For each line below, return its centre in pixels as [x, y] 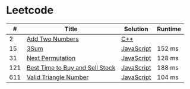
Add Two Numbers [53, 39]
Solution [136, 29]
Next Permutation [51, 58]
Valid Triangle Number [58, 77]
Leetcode [30, 10]
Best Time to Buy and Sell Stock [71, 67]
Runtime [169, 29]
